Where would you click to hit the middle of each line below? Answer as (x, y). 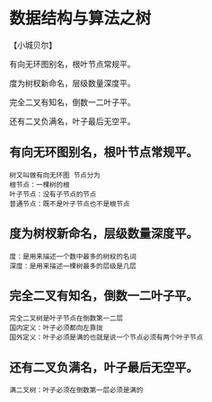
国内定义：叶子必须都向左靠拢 (56, 328)
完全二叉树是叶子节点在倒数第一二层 (66, 319)
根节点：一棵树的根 (40, 185)
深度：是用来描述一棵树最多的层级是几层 (73, 266)
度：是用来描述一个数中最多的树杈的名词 (73, 257)
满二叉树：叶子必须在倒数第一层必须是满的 (76, 390)
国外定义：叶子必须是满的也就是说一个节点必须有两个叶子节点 (106, 337)
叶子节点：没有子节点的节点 (53, 194)
